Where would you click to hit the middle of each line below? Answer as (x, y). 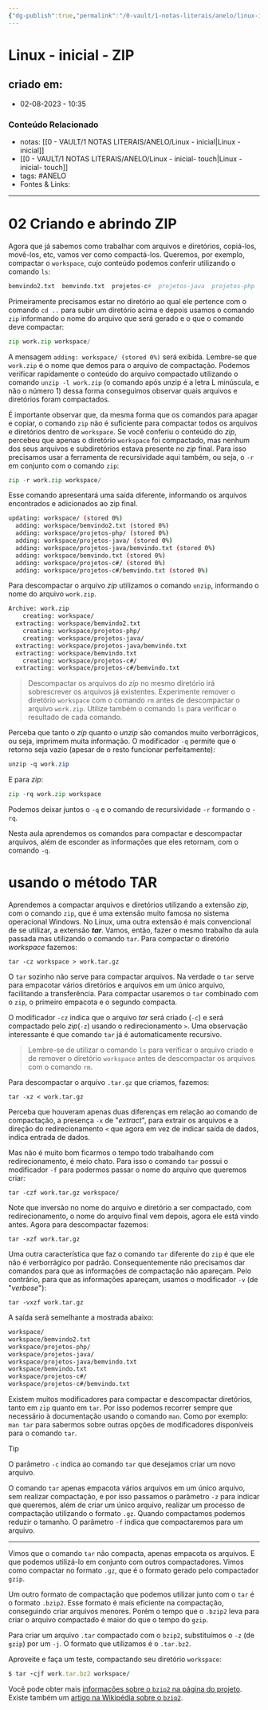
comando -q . (30, 850)
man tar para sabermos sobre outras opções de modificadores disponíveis (131, 1425)
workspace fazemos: (43, 948)
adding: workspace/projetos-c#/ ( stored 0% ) (91, 563)
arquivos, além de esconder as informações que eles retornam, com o (124, 842)
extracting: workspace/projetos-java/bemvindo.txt (101, 646)
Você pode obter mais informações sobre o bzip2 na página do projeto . (125, 1688)
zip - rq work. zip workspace (55, 794)
